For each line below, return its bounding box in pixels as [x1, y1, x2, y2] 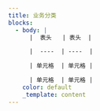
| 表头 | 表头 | [28, 33, 92, 42]
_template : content [22, 91, 87, 98]
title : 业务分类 [8, 11, 57, 20]
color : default [22, 83, 72, 91]
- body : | [15, 26, 47, 34]
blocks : [8, 19, 34, 27]
